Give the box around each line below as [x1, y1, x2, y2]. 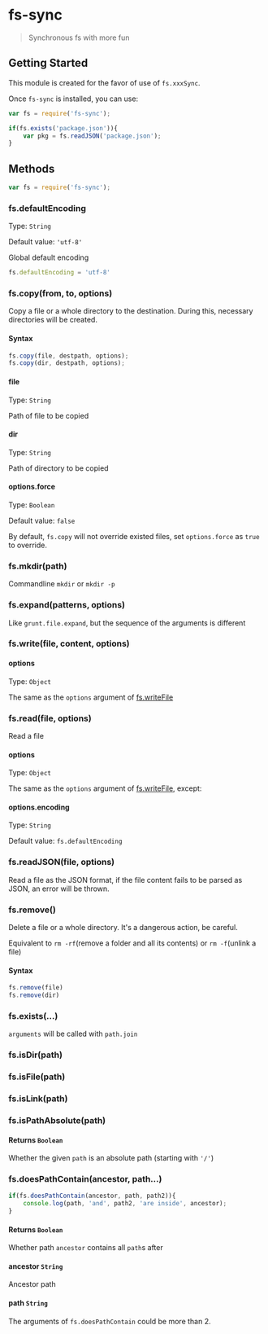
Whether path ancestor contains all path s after [8, 1243, 164, 1253]
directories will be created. [8, 315, 97, 325]
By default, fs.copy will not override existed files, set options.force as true [8, 531, 260, 541]
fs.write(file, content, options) [8, 638, 130, 649]
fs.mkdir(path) [8, 560, 67, 572]
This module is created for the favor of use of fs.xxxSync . [8, 77, 201, 87]
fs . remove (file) [8, 984, 63, 992]
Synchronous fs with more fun [28, 33, 130, 42]
